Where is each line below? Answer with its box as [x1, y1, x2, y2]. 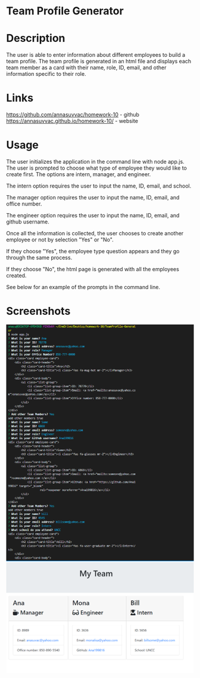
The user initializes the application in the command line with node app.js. [6, 158, 185, 165]
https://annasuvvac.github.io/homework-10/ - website [6, 118, 139, 125]
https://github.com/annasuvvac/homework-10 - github [6, 111, 140, 118]
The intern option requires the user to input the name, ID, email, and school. [6, 182, 192, 189]
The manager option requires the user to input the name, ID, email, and [6, 194, 180, 201]
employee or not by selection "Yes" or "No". [6, 236, 114, 243]
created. [6, 272, 27, 279]
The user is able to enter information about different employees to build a [6, 51, 186, 59]
